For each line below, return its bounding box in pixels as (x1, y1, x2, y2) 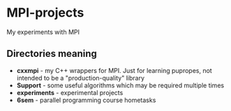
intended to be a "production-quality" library (16, 74, 144, 82)
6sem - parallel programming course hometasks (16, 96, 156, 104)
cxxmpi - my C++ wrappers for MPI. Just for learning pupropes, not (16, 66, 212, 74)
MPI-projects (6, 5, 84, 21)
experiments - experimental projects (16, 88, 124, 96)
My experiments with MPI (6, 28, 80, 36)
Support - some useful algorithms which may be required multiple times (16, 81, 225, 89)
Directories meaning (6, 48, 97, 60)
